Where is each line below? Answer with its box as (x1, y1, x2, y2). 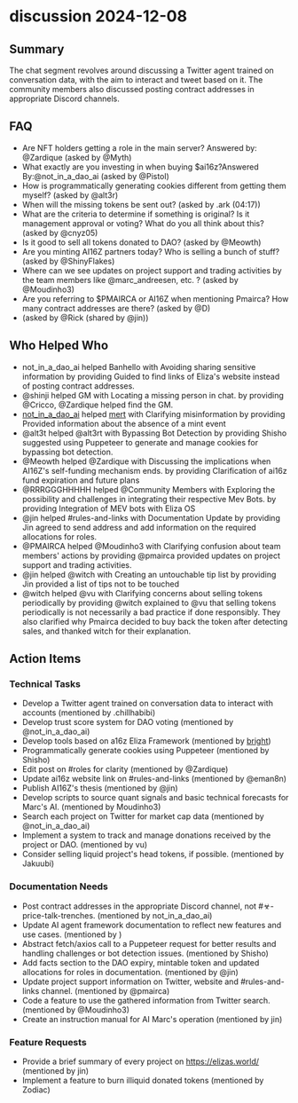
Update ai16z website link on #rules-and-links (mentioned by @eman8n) (21, 774, 286, 784)
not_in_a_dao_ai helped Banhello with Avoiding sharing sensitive (21, 361, 256, 372)
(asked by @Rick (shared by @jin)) (21, 312, 149, 323)
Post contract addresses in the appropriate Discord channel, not (21, 901, 257, 911)
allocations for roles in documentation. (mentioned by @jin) (21, 966, 239, 977)
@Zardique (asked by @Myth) (21, 152, 132, 162)
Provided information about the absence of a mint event (21, 418, 226, 429)
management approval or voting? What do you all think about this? (21, 217, 264, 228)
